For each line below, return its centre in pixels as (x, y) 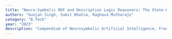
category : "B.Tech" (26, 19)
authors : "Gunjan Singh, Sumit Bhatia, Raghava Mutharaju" (70, 15)
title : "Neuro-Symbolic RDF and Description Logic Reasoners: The (78, 10)
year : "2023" (19, 24)
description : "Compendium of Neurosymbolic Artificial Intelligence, (81, 29)
